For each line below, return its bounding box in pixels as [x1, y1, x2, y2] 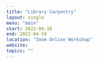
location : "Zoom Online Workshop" [6, 37, 93, 43]
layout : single [6, 14, 44, 20]
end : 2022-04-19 [6, 31, 47, 37]
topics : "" [6, 48, 34, 54]
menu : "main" [6, 20, 39, 26]
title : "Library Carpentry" [6, 8, 77, 15]
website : [6, 43, 28, 49]
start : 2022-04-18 [6, 25, 52, 32]
